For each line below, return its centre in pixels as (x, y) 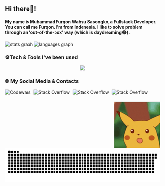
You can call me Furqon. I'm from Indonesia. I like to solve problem (74, 27)
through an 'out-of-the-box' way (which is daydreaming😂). (68, 32)
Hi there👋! (21, 9)
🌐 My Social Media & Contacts (42, 81)
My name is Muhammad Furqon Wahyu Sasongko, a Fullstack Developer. (81, 21)
